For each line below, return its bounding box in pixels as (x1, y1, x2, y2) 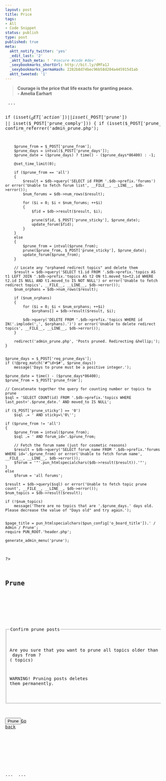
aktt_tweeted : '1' (9, 72, 48, 77)
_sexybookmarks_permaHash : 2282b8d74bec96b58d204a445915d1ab (9, 67, 138, 72)
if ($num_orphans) (14, 295, 52, 300)
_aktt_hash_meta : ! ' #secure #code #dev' (9, 58, 96, 63)
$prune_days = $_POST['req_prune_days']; (5, 356, 92, 361)
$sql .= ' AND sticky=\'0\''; (14, 412, 77, 417)
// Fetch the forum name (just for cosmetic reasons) (14, 442, 127, 448)
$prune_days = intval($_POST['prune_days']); (14, 148, 110, 153)
